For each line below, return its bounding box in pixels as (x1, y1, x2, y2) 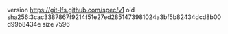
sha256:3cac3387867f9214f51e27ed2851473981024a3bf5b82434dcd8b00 (7, 13, 222, 21)
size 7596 (42, 20, 70, 28)
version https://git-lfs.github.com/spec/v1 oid (7, 6, 135, 14)
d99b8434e (7, 20, 41, 28)
